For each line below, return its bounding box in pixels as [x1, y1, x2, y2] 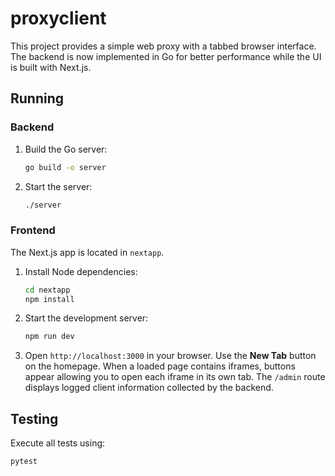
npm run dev [24, 332, 75, 342]
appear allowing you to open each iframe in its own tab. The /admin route [24, 371, 326, 383]
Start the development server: [24, 312, 149, 324]
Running [10, 90, 65, 107]
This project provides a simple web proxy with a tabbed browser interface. [10, 40, 317, 52]
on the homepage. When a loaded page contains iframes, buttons [24, 360, 296, 372]
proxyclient [10, 7, 107, 30]
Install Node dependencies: [24, 265, 138, 277]
